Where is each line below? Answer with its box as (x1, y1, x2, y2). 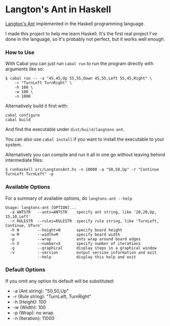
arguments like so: (5, 66, 45, 72)
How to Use (5, 49, 35, 56)
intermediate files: (5, 157, 44, 163)
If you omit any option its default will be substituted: (5, 278, 114, 284)
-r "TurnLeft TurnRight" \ (14, 81, 72, 86)
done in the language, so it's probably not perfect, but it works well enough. (5, 36, 165, 42)
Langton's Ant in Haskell (5, 4, 111, 15)
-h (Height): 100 (12, 299, 47, 305)
